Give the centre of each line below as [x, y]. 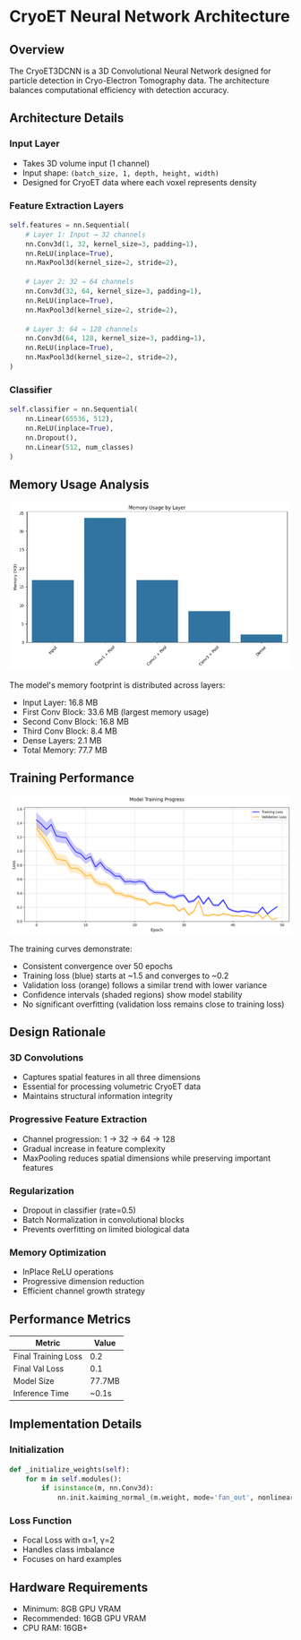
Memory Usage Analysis [79, 484]
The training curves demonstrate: [71, 949]
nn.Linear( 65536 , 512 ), [70, 419]
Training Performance [72, 778]
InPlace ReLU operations [68, 1272]
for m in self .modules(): [74, 1479]
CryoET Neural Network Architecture [150, 17]
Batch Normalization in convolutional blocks [103, 1219]
